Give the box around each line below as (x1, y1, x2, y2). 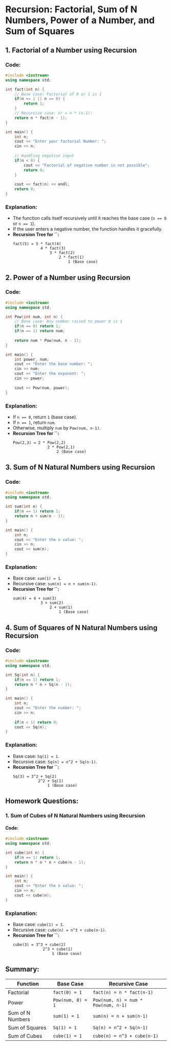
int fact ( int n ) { (5, 87, 45, 92)
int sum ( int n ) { (5, 504, 42, 509)
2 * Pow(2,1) (47, 444, 75, 449)
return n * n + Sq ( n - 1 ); (14, 682, 72, 687)
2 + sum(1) (49, 605, 73, 610)
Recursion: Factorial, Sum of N (5, 4, 138, 15)
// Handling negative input (14, 153, 74, 158)
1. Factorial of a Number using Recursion (5, 46, 137, 54)
